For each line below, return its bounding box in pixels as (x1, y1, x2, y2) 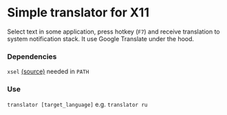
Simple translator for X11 (7, 5, 150, 21)
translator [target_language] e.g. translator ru (7, 100, 148, 108)
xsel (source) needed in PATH (7, 67, 89, 76)
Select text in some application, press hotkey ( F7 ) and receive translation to (7, 27, 220, 36)
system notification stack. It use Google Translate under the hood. (7, 34, 195, 42)
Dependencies (7, 51, 57, 61)
